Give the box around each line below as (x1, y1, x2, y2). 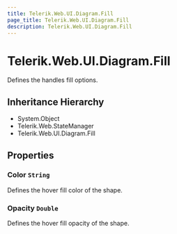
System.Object (17, 115, 60, 123)
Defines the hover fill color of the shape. (7, 185, 123, 194)
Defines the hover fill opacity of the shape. (7, 219, 130, 228)
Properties (7, 149, 54, 161)
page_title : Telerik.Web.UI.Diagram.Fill (7, 17, 130, 24)
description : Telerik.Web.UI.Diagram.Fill (7, 23, 132, 30)
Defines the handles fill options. (7, 76, 98, 84)
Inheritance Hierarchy (7, 96, 105, 108)
